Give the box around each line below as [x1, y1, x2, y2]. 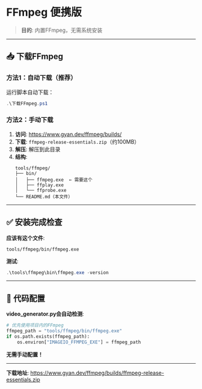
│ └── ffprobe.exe [14, 187, 67, 193]
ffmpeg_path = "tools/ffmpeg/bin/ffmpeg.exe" [6, 328, 122, 334]
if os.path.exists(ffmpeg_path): [6, 334, 90, 340]
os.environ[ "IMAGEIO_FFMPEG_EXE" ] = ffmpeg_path [17, 339, 141, 345]
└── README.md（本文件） [14, 194, 73, 200]
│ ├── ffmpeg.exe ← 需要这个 [14, 177, 93, 183]
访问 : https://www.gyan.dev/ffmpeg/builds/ [14, 130, 122, 138]
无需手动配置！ [6, 351, 43, 358]
